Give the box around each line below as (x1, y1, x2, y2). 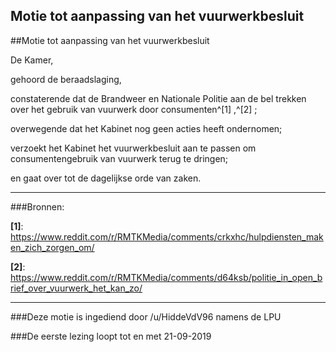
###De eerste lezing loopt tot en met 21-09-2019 (10, 330, 212, 342)
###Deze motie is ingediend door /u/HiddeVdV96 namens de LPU (10, 310, 282, 323)
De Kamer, (10, 54, 54, 66)
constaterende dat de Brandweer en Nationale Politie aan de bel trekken (10, 92, 307, 104)
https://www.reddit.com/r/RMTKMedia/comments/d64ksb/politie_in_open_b (10, 271, 323, 283)
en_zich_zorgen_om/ (10, 241, 95, 253)
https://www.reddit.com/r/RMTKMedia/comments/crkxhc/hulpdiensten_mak (10, 230, 324, 243)
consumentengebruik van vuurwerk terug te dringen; (10, 152, 229, 164)
